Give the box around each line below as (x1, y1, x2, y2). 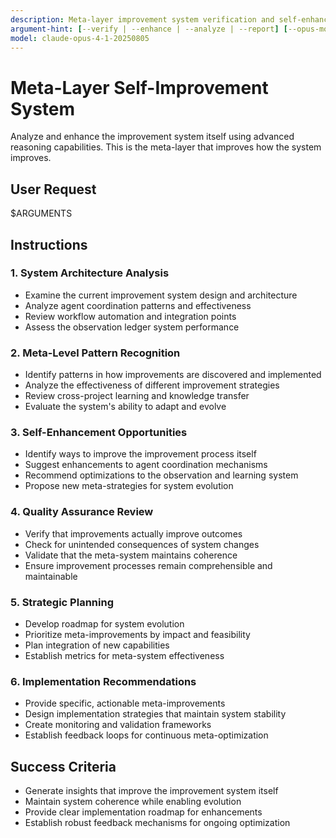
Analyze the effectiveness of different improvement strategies (24, 379, 280, 391)
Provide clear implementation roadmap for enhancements (24, 806, 263, 818)
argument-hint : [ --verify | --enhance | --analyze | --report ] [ (10, 24, 288, 34)
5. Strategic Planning (10, 595, 114, 609)
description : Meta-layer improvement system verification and (10, 14, 275, 25)
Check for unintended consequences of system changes (24, 538, 260, 550)
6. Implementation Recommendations (10, 674, 197, 688)
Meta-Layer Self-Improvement (10, 76, 269, 99)
